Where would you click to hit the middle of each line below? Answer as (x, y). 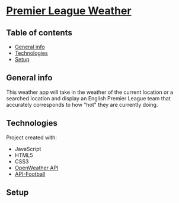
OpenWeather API (36, 168)
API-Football (30, 174)
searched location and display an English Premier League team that (88, 98)
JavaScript (28, 149)
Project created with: (32, 137)
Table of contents (39, 33)
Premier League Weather (69, 11)
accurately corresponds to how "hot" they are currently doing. (82, 104)
